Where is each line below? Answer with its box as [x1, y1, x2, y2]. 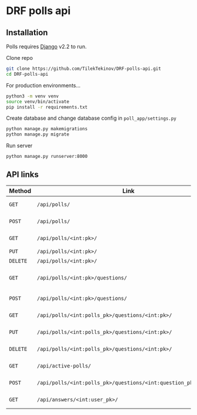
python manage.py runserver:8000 [6, 154, 88, 160]
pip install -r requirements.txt [6, 104, 88, 110]
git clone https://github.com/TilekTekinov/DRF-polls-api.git [6, 66, 161, 72]
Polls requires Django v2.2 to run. [6, 43, 87, 50]
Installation [6, 28, 48, 38]
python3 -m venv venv [6, 93, 59, 99]
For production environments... [6, 82, 81, 89]
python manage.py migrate [6, 131, 69, 137]
